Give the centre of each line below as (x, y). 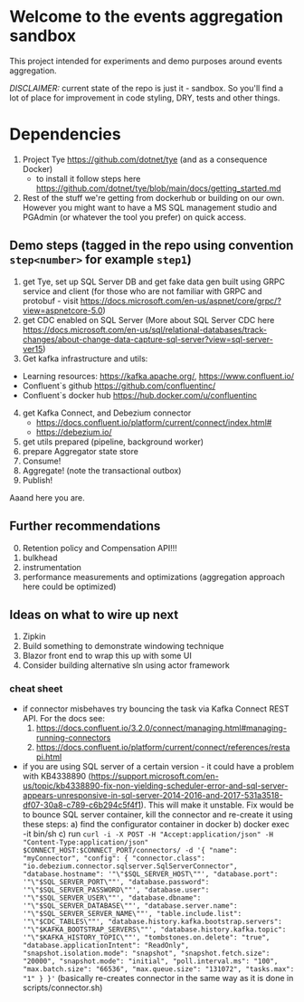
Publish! (38, 480)
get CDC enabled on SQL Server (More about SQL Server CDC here (148, 320)
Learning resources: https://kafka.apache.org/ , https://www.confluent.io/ (158, 376)
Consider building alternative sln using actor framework (126, 665)
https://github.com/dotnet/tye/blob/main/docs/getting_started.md (158, 188)
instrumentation (52, 567)
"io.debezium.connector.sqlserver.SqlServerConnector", (130, 866)
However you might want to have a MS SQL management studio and (150, 207)
